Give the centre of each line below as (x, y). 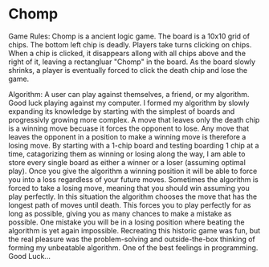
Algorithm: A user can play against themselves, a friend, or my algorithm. (129, 94)
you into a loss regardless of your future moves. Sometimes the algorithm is (133, 179)
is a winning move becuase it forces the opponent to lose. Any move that (129, 128)
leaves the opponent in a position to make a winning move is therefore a (127, 136)
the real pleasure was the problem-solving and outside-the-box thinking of (132, 239)
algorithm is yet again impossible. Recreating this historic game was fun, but (134, 230)
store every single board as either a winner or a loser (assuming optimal (127, 162)
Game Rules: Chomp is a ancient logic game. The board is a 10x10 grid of (129, 36)
